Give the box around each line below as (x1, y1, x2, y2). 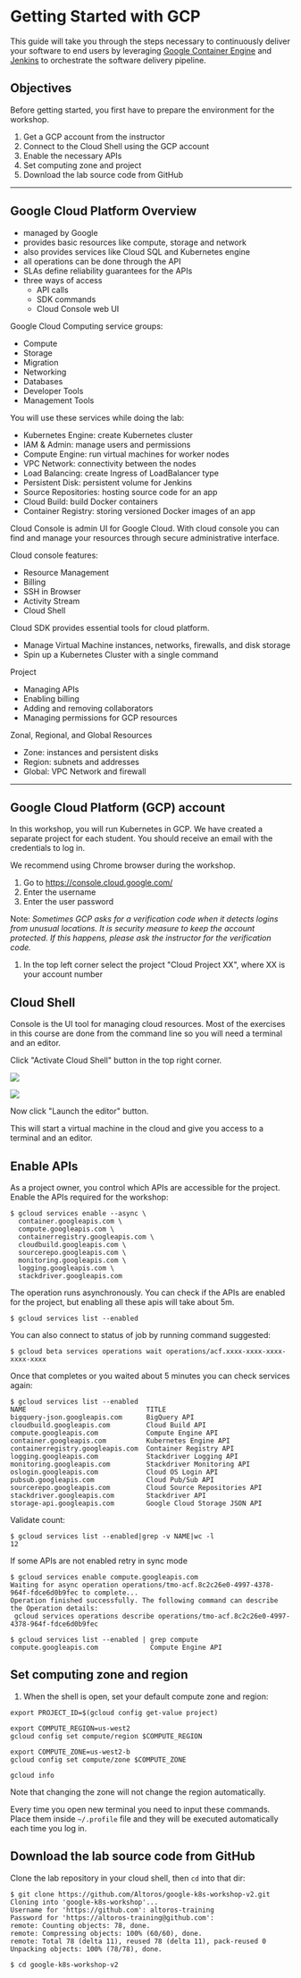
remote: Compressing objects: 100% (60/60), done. (10, 1929, 203, 1938)
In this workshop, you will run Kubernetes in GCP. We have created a (10, 824, 263, 835)
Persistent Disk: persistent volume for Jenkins (22, 476, 193, 488)
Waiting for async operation (10, 1580, 119, 1589)
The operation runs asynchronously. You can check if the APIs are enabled (10, 1287, 285, 1298)
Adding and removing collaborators (22, 703, 154, 713)
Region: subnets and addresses (22, 756, 140, 767)
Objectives (10, 80, 72, 96)
